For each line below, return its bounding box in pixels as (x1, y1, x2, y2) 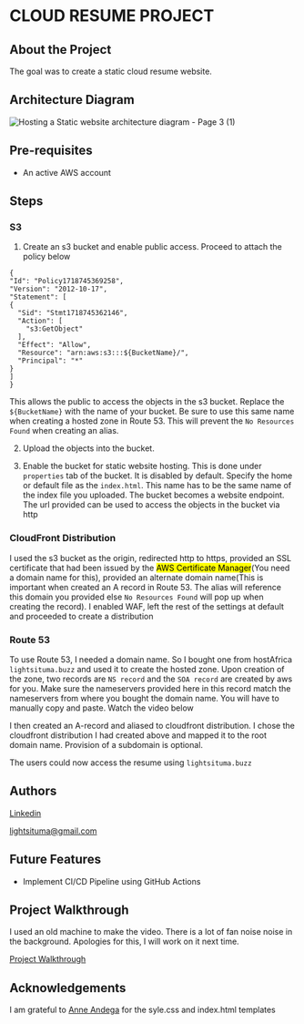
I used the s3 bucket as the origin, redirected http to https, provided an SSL (9, 552, 292, 563)
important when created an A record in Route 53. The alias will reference (9, 581, 282, 592)
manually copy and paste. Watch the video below (9, 702, 194, 713)
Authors (9, 783, 57, 799)
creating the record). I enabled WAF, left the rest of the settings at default (9, 600, 285, 611)
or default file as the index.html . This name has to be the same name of (22, 480, 292, 491)
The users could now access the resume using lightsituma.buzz (9, 757, 252, 768)
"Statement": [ (9, 292, 67, 302)
